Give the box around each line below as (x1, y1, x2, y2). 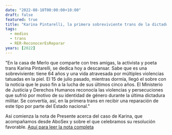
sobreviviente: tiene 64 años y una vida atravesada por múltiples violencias (5, 70, 164, 77)
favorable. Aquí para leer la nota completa (5, 124, 94, 130)
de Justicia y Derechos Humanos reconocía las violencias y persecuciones (5, 86, 163, 93)
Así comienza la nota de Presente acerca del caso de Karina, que (5, 113, 143, 119)
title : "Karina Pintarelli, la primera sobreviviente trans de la (5, 21, 150, 27)
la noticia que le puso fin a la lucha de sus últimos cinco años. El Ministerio (5, 81, 163, 87)
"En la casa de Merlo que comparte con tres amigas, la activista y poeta (5, 59, 157, 65)
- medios (10, 31, 29, 36)
